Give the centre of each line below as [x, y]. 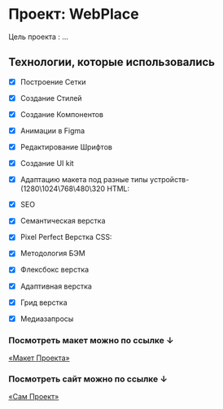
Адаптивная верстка [56, 286]
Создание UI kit [47, 163]
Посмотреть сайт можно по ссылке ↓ [88, 379]
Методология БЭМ [52, 254]
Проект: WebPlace [74, 14]
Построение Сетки [53, 81]
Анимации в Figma [52, 130]
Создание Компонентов [62, 114]
